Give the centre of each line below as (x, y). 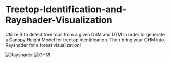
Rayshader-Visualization (59, 20)
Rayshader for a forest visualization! (43, 45)
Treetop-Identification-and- (66, 9)
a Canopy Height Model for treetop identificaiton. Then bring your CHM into (85, 40)
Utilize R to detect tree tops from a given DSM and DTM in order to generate (85, 34)
